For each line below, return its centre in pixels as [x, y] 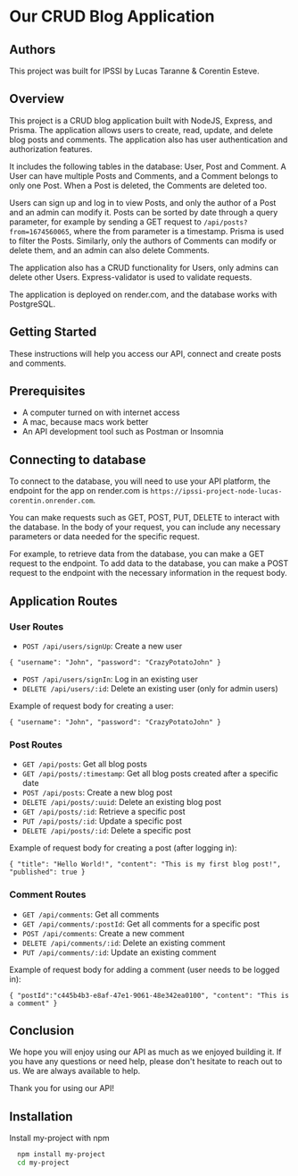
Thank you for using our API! [62, 1088]
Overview [37, 99]
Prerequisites [47, 391]
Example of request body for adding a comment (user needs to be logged [145, 969]
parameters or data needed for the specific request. [105, 537]
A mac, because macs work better [85, 422]
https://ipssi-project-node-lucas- [216, 492]
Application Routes [63, 601]
